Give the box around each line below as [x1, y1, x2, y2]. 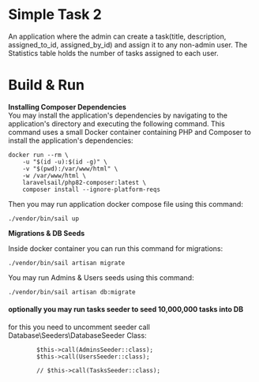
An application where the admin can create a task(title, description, [8, 32, 227, 41]
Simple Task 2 [8, 6, 103, 24]
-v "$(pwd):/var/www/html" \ [22, 164, 118, 173]
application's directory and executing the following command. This [8, 118, 225, 128]
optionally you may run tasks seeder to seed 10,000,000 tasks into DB [8, 305, 243, 314]
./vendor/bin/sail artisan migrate [8, 259, 126, 267]
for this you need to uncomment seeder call [8, 322, 150, 332]
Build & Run [8, 77, 85, 94]
